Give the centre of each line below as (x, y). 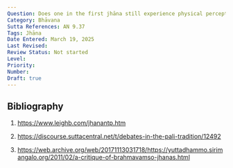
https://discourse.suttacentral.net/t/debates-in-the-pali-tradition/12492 (119, 137)
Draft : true (24, 78)
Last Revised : (28, 46)
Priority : (21, 65)
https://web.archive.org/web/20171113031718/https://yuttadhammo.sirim (120, 150)
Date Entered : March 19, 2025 (51, 40)
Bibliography (35, 106)
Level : (17, 59)
